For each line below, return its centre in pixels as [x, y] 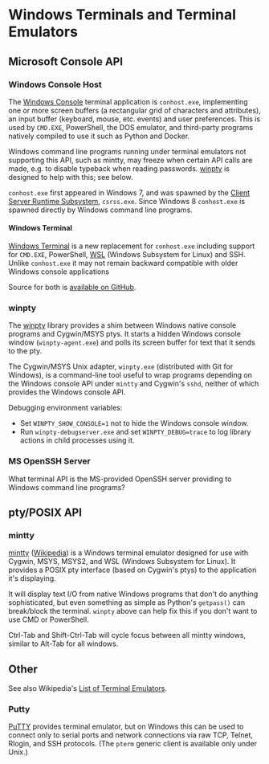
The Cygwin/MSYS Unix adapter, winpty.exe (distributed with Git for [121, 366]
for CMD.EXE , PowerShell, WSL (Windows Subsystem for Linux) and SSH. [127, 255]
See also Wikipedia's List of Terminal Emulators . [88, 688]
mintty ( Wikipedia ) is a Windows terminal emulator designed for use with [128, 553]
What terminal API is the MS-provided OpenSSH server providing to [120, 479]
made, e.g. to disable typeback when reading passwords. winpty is [119, 168]
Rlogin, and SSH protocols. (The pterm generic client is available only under [133, 744]
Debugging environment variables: [65, 408]
